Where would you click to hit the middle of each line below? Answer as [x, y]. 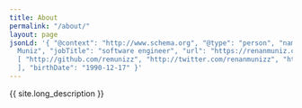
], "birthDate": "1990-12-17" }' [80, 68]
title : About [34, 18]
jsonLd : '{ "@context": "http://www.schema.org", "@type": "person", [142, 43]
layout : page [34, 34]
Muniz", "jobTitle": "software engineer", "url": [112, 51]
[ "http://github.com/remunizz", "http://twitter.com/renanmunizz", [148, 59]
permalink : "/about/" [50, 26]
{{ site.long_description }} [57, 93]
